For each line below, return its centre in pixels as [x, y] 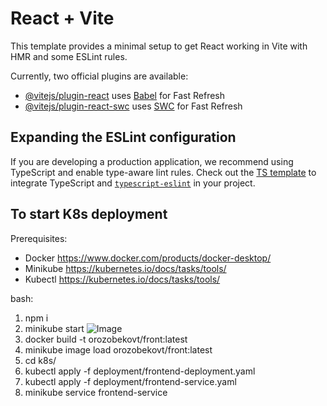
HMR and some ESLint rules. [69, 56]
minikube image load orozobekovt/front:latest [118, 349]
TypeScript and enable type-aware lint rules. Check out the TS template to [163, 172]
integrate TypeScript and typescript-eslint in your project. [133, 183]
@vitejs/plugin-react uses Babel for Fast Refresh [125, 95]
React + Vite [62, 18]
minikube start [54, 328]
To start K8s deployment [89, 214]
